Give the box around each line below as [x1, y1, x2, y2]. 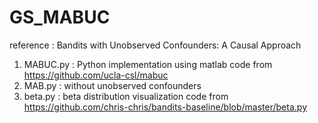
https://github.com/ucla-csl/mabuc [23, 69, 169, 81]
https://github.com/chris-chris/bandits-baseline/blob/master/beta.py [23, 101, 307, 113]
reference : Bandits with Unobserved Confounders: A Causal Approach [9, 39, 302, 51]
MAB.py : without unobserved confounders [23, 79, 202, 91]
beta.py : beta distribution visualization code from [23, 90, 229, 102]
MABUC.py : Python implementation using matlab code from [23, 58, 273, 70]
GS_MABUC [9, 6, 111, 29]
